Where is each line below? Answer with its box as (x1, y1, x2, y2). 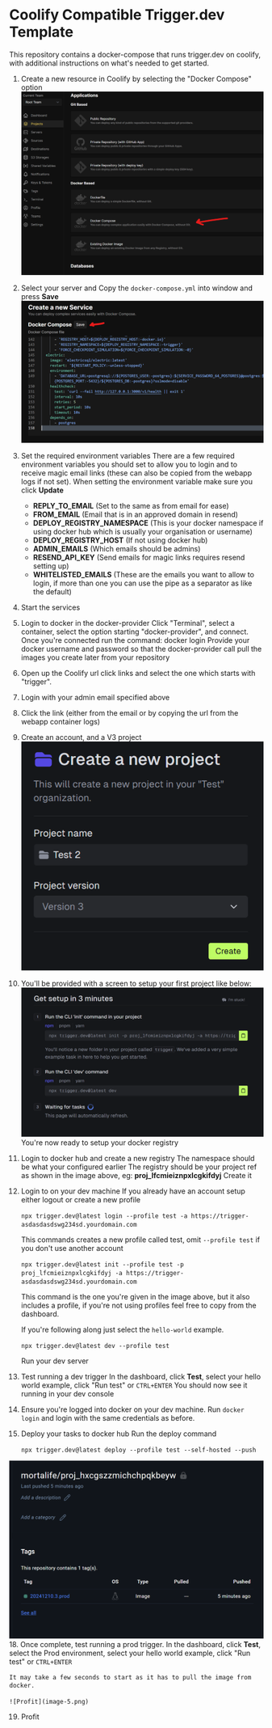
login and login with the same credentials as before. (20, 1413, 195, 1422)
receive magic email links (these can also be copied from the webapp (20, 467, 253, 478)
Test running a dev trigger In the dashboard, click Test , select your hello (20, 1371, 262, 1381)
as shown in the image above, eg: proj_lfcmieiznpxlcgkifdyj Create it (20, 1170, 253, 1180)
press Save (20, 292, 59, 302)
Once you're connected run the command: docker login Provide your (20, 635, 250, 644)
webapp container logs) (20, 716, 100, 726)
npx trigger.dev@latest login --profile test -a (20, 1211, 188, 1220)
